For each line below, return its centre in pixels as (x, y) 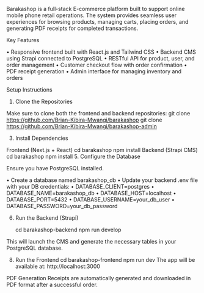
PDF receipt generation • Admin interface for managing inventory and (94, 71)
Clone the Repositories (44, 101)
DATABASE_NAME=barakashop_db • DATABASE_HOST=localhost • (91, 193)
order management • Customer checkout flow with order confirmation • (97, 65)
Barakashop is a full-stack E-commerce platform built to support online (96, 9)
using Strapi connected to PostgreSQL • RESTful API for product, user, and (100, 58)
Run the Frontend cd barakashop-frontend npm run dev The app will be (105, 260)
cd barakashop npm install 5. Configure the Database (73, 156)
